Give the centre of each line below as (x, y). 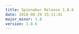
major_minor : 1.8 (24, 19)
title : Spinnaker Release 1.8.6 (39, 10)
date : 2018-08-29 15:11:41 (34, 14)
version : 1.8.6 (21, 24)
